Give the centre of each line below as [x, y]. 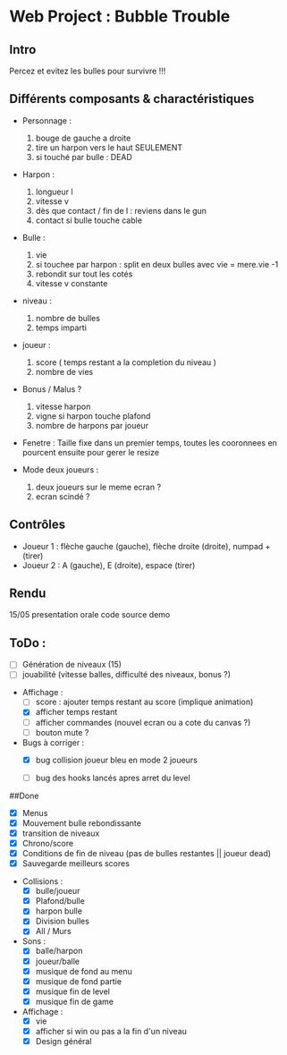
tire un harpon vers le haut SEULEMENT [109, 147]
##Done [24, 796]
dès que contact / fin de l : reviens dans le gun [121, 210]
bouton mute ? [62, 732]
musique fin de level [72, 991]
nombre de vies [64, 371]
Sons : [34, 941]
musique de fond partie [79, 981]
